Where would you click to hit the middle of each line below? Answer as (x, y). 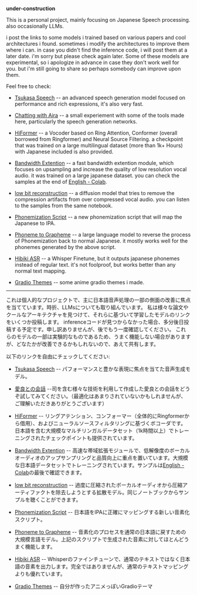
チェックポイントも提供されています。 (91, 438)
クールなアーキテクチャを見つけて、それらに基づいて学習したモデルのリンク (98, 315)
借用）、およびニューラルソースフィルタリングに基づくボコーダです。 (103, 423)
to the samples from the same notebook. (64, 206)
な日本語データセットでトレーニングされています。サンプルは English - (99, 465)
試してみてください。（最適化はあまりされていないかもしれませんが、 (103, 396)
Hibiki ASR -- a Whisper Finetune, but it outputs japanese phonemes (97, 258)
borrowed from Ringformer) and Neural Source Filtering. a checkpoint (99, 139)
